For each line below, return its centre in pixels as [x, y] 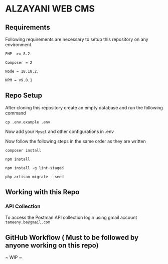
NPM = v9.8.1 [19, 80]
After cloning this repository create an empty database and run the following [84, 107]
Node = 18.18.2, [22, 71]
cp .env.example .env [28, 122]
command [16, 113]
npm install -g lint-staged [35, 168]
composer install [23, 150]
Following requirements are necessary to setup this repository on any [77, 39]
